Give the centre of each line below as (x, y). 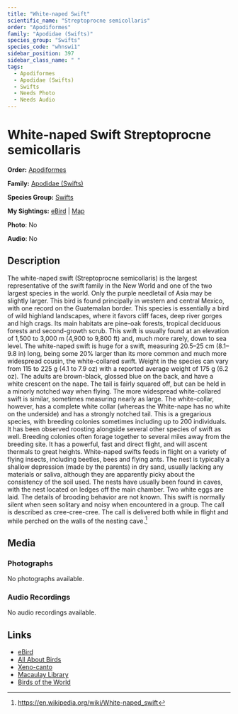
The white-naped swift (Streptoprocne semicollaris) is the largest (102, 278)
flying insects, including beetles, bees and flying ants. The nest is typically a (119, 459)
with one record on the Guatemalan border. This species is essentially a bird (118, 308)
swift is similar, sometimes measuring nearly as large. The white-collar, (111, 399)
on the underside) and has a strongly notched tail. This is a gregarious (109, 413)
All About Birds (39, 660)
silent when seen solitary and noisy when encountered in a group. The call (116, 504)
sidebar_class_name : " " (44, 60)
